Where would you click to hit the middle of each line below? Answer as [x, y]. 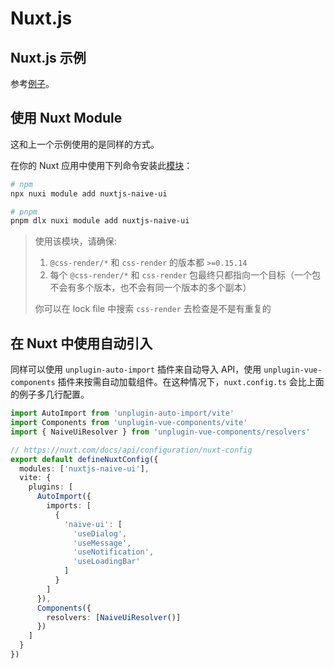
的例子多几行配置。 [50, 394]
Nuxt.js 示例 [48, 57]
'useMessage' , [102, 543]
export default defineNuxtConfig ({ [84, 459]
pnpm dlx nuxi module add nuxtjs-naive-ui [100, 221]
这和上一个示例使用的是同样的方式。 [85, 144]
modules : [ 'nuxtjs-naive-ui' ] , [84, 468]
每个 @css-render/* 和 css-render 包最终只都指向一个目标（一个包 [185, 275]
